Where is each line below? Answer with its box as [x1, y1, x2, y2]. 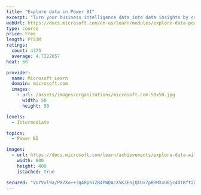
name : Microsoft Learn [11, 75, 68, 81]
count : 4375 [11, 48, 42, 54]
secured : [6, 179, 28, 185]
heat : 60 [6, 59, 28, 65]
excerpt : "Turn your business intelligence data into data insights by [6, 14, 188, 20]
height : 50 [22, 103, 50, 109]
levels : [6, 114, 26, 120]
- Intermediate [11, 119, 50, 126]
